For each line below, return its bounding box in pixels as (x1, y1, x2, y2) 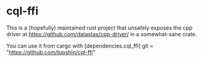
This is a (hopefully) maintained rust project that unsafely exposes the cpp (6, 24, 193, 31)
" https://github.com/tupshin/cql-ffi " (6, 48, 96, 55)
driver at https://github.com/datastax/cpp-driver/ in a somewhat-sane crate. (6, 30, 197, 37)
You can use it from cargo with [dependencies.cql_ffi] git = (6, 42, 154, 49)
